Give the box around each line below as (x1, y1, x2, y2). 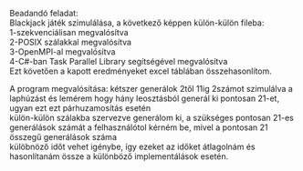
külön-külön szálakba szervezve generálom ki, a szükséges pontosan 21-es (9, 113, 294, 123)
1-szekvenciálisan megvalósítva (9, 27, 130, 37)
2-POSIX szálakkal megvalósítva (9, 36, 132, 47)
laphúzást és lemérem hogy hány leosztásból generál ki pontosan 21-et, (9, 93, 280, 104)
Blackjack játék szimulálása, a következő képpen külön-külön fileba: (9, 17, 265, 28)
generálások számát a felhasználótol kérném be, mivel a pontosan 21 (9, 122, 268, 133)
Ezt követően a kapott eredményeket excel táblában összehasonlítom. (9, 65, 272, 76)
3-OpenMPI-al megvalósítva (9, 46, 116, 57)
